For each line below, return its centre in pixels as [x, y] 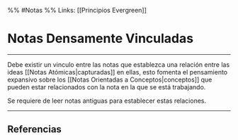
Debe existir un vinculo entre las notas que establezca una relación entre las [119, 64]
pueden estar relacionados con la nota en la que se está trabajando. [107, 87]
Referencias [35, 129]
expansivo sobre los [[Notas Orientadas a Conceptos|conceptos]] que [110, 79]
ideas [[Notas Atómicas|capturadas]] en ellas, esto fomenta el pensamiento [118, 72]
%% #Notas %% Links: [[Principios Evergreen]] [77, 10]
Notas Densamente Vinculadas [100, 39]
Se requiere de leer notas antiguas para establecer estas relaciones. [107, 101]
